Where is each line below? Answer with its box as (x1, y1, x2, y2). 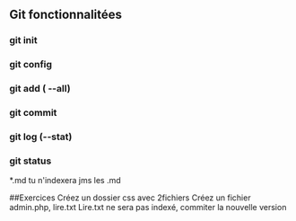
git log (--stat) (9, 130, 73, 143)
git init (9, 34, 38, 47)
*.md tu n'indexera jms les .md (9, 175, 121, 186)
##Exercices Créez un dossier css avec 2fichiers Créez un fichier (9, 192, 251, 203)
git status (9, 155, 52, 167)
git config (9, 58, 52, 71)
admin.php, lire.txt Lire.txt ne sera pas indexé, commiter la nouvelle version (9, 202, 287, 213)
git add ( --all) (9, 83, 71, 95)
